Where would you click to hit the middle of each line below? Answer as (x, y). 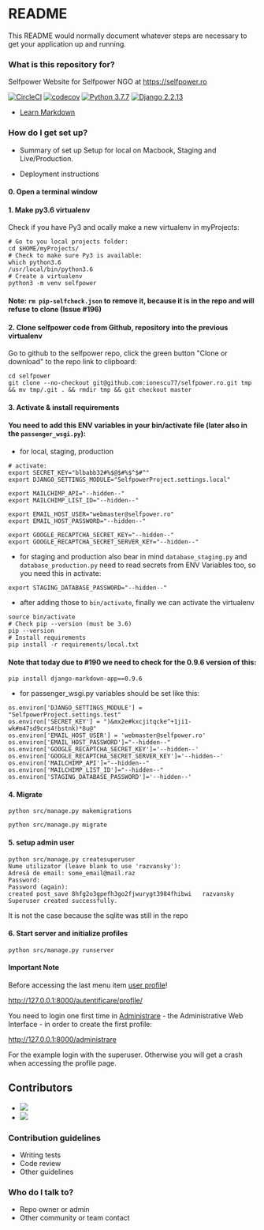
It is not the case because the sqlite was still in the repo (99, 915)
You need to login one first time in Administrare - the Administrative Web (126, 1015)
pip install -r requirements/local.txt (74, 645)
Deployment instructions (59, 174)
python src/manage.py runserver (61, 950)
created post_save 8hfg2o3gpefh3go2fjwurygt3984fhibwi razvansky (121, 893)
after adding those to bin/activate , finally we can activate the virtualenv (137, 602)
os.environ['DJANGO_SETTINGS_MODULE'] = (76, 708)
